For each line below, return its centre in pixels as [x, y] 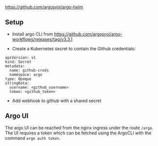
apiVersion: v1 [20, 57]
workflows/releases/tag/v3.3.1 [42, 39]
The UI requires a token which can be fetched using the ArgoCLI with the [78, 133]
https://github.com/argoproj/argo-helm [44, 7]
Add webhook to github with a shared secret [57, 100]
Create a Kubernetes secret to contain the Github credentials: [74, 49]
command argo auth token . [33, 138]
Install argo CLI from [32, 34]
